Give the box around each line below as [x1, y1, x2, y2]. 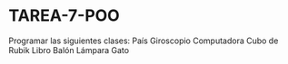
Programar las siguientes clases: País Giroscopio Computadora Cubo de [8, 35, 279, 46]
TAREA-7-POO [8, 5, 120, 26]
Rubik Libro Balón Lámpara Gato [8, 44, 129, 55]
